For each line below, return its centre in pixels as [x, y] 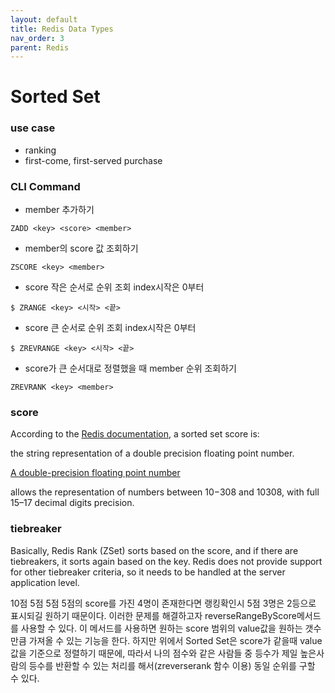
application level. [45, 582]
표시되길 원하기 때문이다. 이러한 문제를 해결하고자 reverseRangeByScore [153, 615]
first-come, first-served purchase [93, 160]
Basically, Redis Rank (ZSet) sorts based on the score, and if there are [154, 550]
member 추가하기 [59, 210]
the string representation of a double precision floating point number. [152, 453]
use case [33, 128]
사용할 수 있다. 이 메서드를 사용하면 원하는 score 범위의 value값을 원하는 [161, 628]
